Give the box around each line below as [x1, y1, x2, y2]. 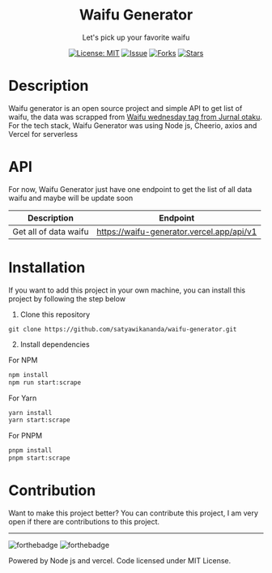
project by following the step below [8, 293, 126, 303]
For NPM [8, 355, 38, 365]
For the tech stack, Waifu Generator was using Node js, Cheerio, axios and [8, 120, 257, 130]
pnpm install [8, 447, 53, 455]
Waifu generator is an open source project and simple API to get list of [8, 103, 243, 113]
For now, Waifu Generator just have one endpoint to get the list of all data [8, 184, 253, 194]
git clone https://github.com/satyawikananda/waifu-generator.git [8, 325, 237, 333]
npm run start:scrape [8, 378, 82, 387]
